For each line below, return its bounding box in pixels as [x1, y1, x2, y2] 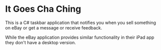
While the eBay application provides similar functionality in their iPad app [5, 34, 155, 40]
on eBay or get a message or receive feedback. [5, 25, 102, 30]
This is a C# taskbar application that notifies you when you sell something [5, 20, 157, 25]
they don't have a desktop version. [5, 39, 76, 45]
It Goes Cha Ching [5, 3, 81, 15]
